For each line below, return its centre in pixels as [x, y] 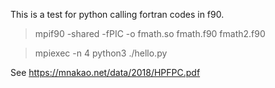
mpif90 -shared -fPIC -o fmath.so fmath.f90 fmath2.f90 [150, 33]
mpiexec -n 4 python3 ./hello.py [101, 53]
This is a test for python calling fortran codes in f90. [117, 14]
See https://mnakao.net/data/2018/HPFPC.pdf [105, 72]
